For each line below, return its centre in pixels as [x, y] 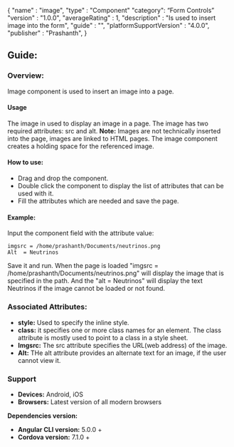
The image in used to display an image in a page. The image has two [108, 123]
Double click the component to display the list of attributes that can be [121, 186]
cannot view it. [39, 360]
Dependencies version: [43, 416]
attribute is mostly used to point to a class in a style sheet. [103, 337]
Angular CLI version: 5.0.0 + [60, 429]
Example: [22, 217]
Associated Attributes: [47, 307]
